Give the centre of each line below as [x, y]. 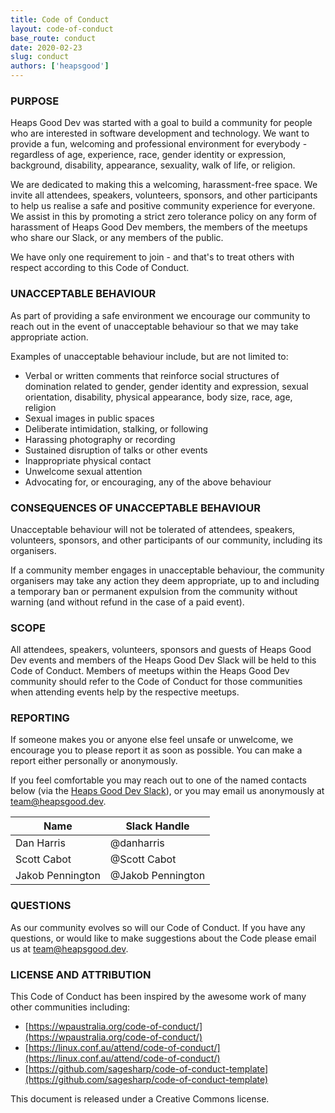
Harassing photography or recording [100, 439]
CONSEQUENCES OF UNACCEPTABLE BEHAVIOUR [135, 508]
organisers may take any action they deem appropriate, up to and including [165, 580]
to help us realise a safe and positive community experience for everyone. [163, 206]
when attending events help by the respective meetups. [125, 692]
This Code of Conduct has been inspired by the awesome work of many [158, 997]
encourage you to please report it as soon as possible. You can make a [156, 750]
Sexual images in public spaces [89, 418]
